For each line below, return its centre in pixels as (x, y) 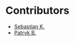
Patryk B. (25, 32)
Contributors (37, 11)
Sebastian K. (29, 26)
